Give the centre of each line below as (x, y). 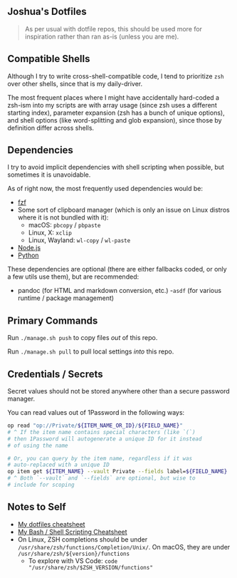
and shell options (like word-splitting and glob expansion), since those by (115, 120)
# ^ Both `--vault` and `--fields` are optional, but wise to (101, 478)
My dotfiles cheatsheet (51, 524)
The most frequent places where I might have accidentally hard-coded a (113, 97)
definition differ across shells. (51, 128)
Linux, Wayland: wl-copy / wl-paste (79, 240)
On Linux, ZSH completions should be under (83, 539)
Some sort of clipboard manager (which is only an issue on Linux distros (123, 210)
